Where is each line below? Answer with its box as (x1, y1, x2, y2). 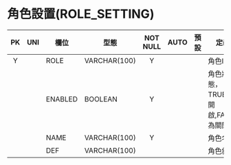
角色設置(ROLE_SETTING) (7, 6, 155, 22)
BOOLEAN (84, 94, 118, 103)
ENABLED (45, 94, 78, 103)
